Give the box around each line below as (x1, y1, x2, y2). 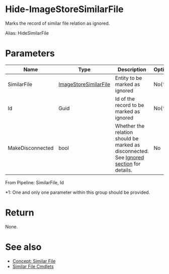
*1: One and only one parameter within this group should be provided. (5, 189, 150, 195)
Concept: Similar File (12, 258, 56, 264)
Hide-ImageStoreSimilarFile (5, 4, 124, 15)
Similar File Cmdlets (12, 263, 54, 269)
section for (115, 160, 141, 167)
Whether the (115, 122, 145, 129)
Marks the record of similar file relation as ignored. (5, 20, 110, 26)
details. (115, 167, 132, 174)
